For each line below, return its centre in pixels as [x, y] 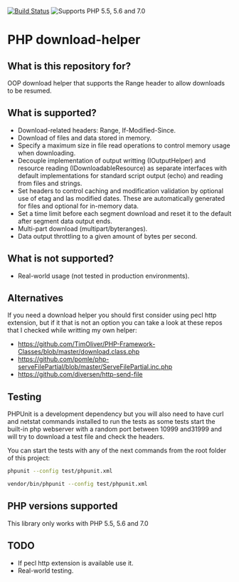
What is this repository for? [69, 66]
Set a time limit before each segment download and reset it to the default [124, 213]
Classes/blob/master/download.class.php [79, 352]
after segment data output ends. [65, 221]
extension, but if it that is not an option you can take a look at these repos [115, 323]
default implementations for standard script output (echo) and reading [120, 175]
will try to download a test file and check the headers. [86, 437]
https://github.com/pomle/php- [63, 359]
